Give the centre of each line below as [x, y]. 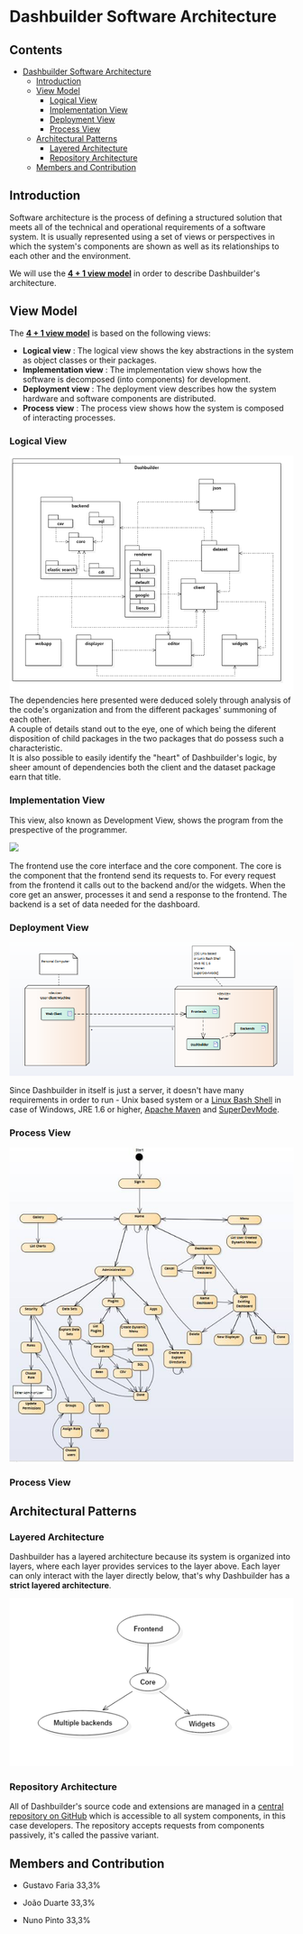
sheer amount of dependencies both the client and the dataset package [142, 768]
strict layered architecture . [60, 1586]
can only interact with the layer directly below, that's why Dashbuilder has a [150, 1576]
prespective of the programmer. [69, 829]
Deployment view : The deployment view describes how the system [149, 389]
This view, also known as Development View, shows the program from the [147, 820]
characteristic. [36, 748]
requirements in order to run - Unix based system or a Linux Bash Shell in [146, 1100]
